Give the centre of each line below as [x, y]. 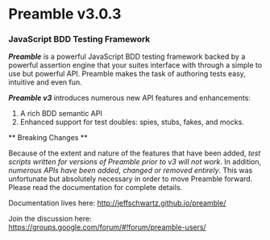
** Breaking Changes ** [48, 138]
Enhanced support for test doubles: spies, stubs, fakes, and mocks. [132, 122]
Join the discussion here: [50, 219]
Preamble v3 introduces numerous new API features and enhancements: [130, 98]
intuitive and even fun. [45, 82]
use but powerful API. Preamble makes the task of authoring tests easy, [127, 74]
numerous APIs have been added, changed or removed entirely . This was [131, 171]
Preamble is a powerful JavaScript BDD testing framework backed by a [127, 56]
